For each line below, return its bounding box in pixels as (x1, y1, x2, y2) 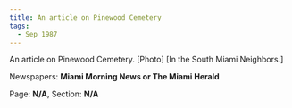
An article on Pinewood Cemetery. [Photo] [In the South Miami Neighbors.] (9, 54, 284, 65)
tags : (9, 21, 29, 30)
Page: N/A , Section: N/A (9, 88, 99, 99)
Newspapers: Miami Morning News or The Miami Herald (9, 71, 221, 82)
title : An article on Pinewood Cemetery (9, 12, 163, 22)
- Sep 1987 (17, 29, 58, 38)
